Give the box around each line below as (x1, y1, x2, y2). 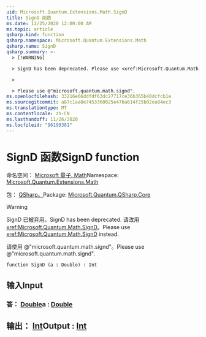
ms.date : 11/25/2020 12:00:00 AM (6, 20, 92, 26)
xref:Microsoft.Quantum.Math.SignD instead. (6, 230, 120, 238)
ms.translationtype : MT (6, 105, 67, 111)
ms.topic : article (6, 26, 53, 32)
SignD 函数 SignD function (6, 150, 140, 164)
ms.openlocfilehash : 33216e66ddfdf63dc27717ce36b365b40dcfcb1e (6, 93, 172, 100)
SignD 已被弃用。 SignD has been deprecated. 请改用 (6, 216, 140, 224)
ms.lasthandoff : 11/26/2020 (6, 116, 78, 123)
